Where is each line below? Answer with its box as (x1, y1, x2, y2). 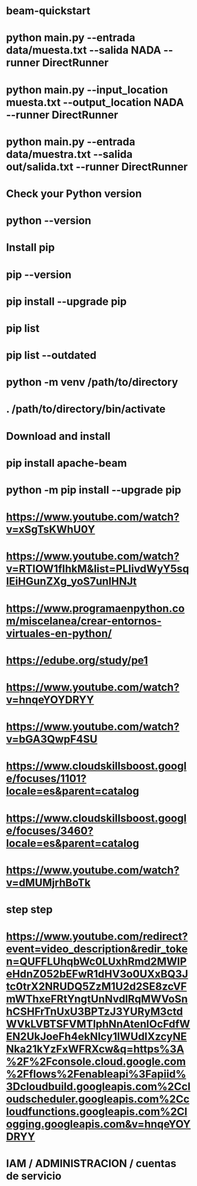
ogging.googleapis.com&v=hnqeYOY (6, 1118, 191, 1131)
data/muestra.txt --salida (6, 147, 133, 161)
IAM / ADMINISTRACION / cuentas (6, 1157, 177, 1170)
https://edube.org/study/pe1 (6, 654, 148, 667)
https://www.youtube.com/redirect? (6, 930, 188, 943)
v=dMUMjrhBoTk (6, 876, 91, 889)
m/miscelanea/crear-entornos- (6, 614, 162, 628)
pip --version (6, 268, 72, 281)
